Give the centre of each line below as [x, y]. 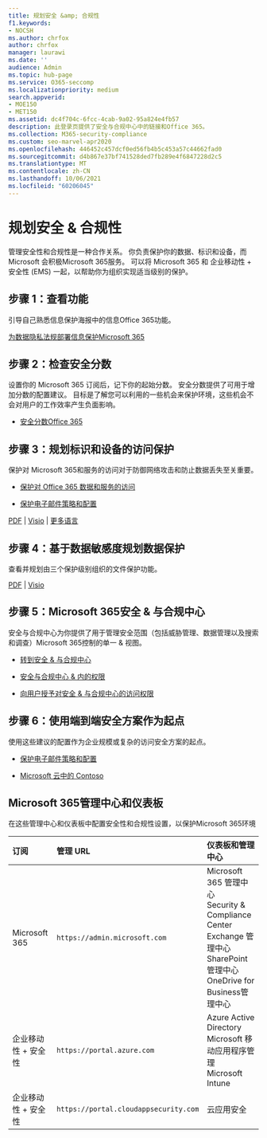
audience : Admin [35, 68]
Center [219, 925]
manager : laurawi [37, 53]
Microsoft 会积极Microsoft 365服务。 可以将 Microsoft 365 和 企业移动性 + [130, 261]
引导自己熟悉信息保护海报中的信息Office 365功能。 [92, 320]
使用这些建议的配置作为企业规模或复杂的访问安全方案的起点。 [109, 741]
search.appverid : [37, 97]
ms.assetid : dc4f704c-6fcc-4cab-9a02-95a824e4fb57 [94, 120]
